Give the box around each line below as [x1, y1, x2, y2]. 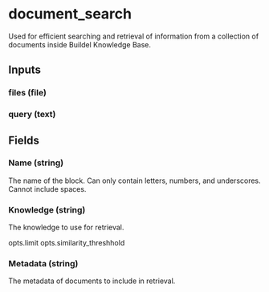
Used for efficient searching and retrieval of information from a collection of [8, 31, 259, 41]
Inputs [8, 63, 42, 77]
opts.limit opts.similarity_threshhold [8, 238, 125, 248]
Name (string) [8, 157, 64, 168]
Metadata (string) [8, 258, 79, 270]
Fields [8, 133, 40, 147]
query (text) [8, 109, 56, 120]
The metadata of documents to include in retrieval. [8, 276, 176, 286]
